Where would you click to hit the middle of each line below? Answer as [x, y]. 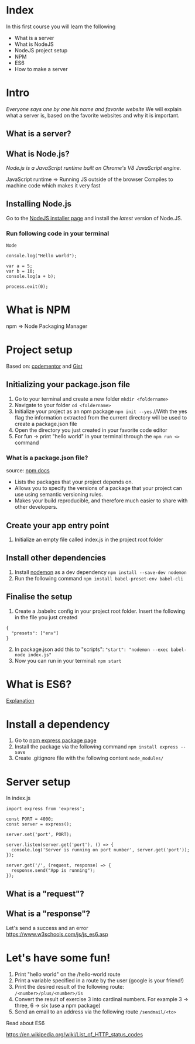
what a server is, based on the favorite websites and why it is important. [93, 115]
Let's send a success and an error [47, 928]
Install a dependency [58, 724]
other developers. [36, 507]
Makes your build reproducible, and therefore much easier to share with [101, 501]
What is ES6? [39, 684]
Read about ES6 [25, 1023]
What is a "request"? [45, 894]
